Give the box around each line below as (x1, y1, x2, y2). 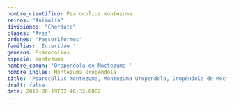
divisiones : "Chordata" (7, 23, 77, 30)
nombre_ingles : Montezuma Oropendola (7, 68, 117, 75)
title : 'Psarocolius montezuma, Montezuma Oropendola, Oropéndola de (7, 75, 214, 82)
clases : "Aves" (7, 29, 52, 37)
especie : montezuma (7, 56, 64, 63)
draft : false (7, 82, 45, 89)
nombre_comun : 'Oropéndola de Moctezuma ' (7, 62, 132, 69)
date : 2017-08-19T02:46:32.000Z (7, 88, 101, 95)
